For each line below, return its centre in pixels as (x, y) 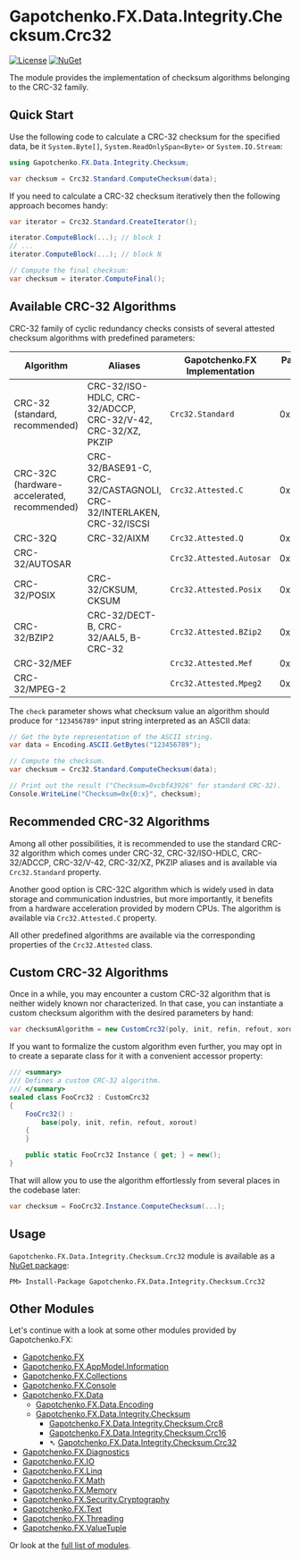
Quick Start (42, 115)
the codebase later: (45, 1190)
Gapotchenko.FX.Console (69, 1386)
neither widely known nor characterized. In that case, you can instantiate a (146, 1004)
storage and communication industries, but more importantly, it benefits (141, 898)
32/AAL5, (107, 637)
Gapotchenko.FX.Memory (70, 1490)
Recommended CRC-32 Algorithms (110, 822)
